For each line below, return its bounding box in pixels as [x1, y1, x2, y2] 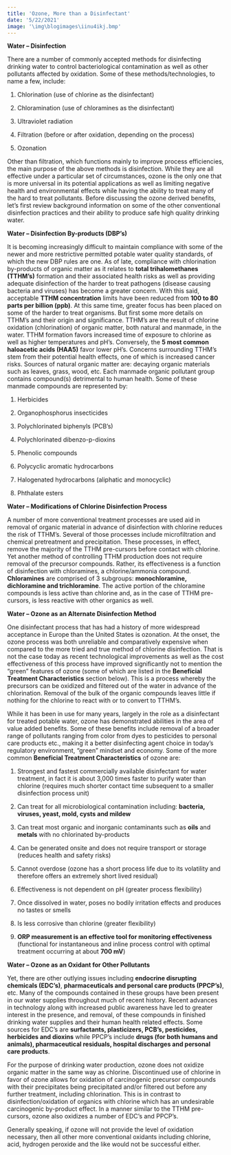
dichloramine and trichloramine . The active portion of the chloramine [7, 582, 206, 590]
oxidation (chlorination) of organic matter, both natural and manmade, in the [7, 324, 222, 332]
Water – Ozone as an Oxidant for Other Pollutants [7, 960, 150, 969]
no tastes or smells [16, 906, 71, 914]
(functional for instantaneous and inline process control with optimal [16, 940, 211, 949]
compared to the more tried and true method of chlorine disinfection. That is [7, 645, 223, 653]
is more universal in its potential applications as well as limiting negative [7, 179, 210, 188]
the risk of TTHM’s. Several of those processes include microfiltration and [7, 531, 217, 539]
